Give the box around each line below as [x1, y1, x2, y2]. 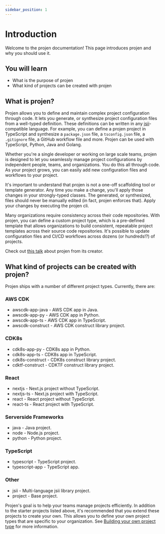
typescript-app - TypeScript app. [12, 464, 80, 470]
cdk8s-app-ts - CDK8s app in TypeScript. [12, 351, 98, 357]
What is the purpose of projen [12, 78, 73, 83]
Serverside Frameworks [5, 413, 64, 420]
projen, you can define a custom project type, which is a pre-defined [5, 218, 145, 224]
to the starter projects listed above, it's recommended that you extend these [5, 507, 160, 514]
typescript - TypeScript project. [12, 459, 76, 465]
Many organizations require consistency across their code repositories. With [5, 212, 160, 218]
